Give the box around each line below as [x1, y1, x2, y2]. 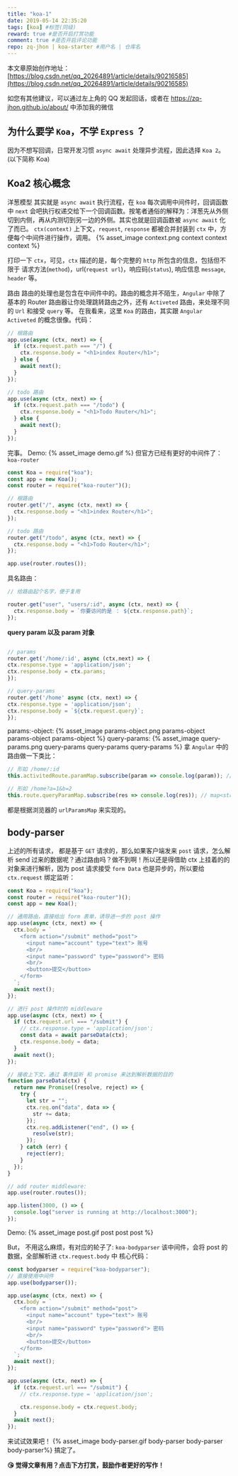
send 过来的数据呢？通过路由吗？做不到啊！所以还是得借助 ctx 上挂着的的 [15, 855, 230, 864]
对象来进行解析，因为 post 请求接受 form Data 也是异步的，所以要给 [7, 864, 205, 872]
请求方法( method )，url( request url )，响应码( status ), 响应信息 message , [21, 264, 226, 273]
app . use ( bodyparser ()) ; [7, 1279, 78, 1286]
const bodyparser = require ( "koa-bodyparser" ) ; [7, 1266, 151, 1273]
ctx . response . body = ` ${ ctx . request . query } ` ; [7, 707, 144, 715]
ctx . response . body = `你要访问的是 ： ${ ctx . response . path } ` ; [13, 607, 193, 614]
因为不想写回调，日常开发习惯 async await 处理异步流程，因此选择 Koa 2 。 [7, 146, 225, 154]
